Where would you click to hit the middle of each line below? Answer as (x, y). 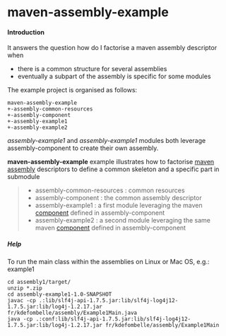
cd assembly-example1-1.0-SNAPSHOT (60, 294)
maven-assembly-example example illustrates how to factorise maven (111, 162)
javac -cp (22, 301)
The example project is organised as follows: (72, 90)
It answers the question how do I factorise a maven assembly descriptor (112, 48)
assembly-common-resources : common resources (110, 190)
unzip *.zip (25, 288)
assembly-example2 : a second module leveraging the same (123, 220)
